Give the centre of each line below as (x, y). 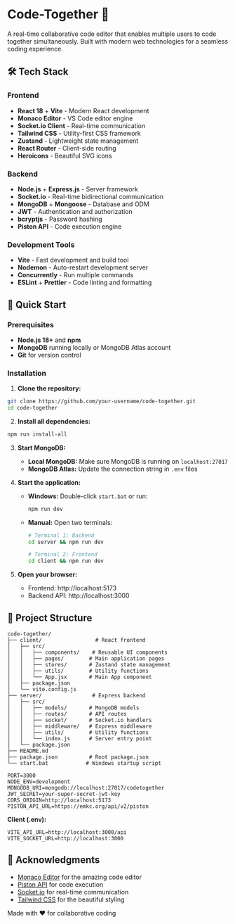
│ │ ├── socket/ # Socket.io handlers (80, 721)
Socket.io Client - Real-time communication (81, 125)
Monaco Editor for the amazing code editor (80, 877)
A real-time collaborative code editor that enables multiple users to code (112, 34)
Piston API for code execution (60, 884)
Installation (27, 373)
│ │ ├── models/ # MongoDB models (73, 708)
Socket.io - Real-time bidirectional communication (90, 196)
